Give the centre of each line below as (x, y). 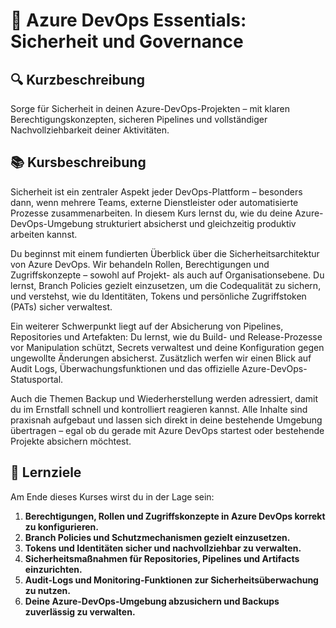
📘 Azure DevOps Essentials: (128, 20)
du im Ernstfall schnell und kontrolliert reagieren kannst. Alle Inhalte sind (159, 409)
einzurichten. (53, 569)
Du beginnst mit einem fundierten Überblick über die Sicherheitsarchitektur (165, 253)
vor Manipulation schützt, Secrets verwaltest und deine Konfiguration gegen (167, 347)
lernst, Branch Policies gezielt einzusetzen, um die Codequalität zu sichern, (166, 285)
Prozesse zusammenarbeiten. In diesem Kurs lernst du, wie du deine (151, 213)
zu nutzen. (47, 590)
